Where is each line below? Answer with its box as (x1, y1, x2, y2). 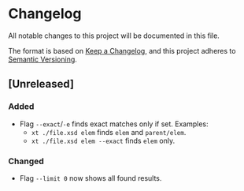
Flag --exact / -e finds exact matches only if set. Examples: (19, 119, 209, 129)
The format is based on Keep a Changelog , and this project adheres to (8, 46, 236, 55)
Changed (8, 155, 45, 167)
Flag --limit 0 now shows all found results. (19, 173, 162, 182)
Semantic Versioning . (8, 54, 77, 64)
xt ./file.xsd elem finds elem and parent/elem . (31, 127, 187, 137)
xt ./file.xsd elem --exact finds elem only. (31, 136, 176, 145)
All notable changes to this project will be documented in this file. (8, 31, 220, 40)
